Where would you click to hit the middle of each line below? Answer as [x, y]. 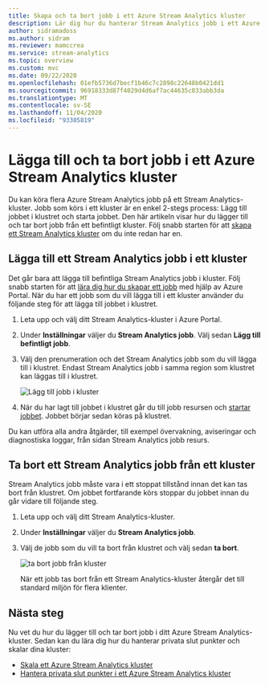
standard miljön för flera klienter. [74, 588]
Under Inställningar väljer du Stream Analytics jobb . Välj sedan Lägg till [140, 335]
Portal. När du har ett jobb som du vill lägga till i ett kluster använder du [126, 295]
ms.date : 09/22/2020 [43, 76]
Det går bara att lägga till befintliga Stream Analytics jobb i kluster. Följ [124, 278]
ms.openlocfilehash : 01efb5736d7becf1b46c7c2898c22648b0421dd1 [116, 83]
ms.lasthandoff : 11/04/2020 [55, 113]
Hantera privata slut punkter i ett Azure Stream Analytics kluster [125, 674]
